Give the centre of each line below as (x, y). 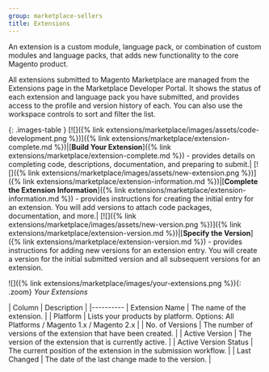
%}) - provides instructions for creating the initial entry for (157, 199)
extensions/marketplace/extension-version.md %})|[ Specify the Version (130, 233)
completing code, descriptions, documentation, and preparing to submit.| (130, 164)
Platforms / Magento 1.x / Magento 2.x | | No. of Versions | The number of (130, 324)
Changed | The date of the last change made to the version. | (110, 359)
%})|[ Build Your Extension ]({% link (112, 147)
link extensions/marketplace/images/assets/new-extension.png (134, 173)
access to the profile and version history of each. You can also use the (126, 105)
